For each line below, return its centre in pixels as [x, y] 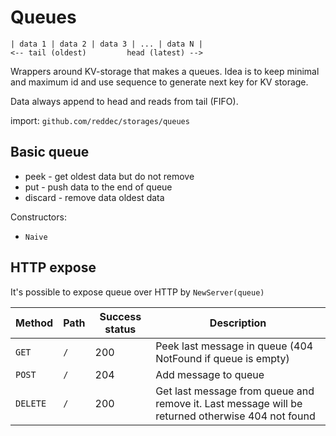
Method [34, 323]
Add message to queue [210, 374]
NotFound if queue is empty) [222, 358]
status [120, 329]
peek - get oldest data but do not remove [109, 176]
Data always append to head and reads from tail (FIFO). [124, 101]
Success [120, 316]
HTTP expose [53, 267]
